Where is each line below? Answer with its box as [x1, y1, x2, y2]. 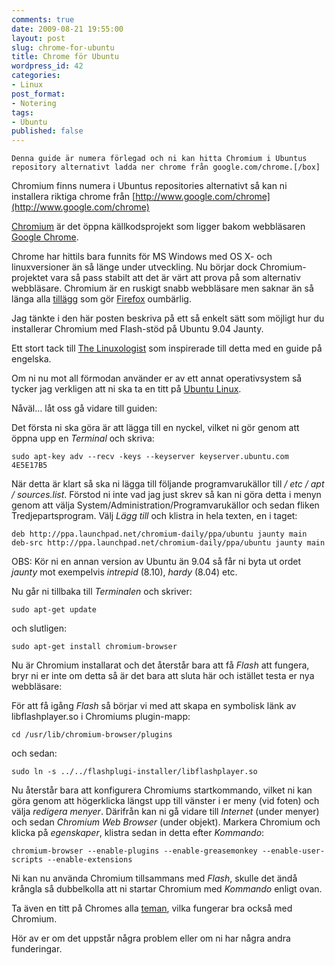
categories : [11, 71, 61, 81]
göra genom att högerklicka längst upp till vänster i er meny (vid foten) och [11, 795, 320, 807]
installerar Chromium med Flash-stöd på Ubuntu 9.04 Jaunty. [11, 323, 264, 335]
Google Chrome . [11, 231, 79, 243]
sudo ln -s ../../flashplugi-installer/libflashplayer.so [11, 767, 258, 777]
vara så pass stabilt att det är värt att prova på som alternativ [50, 272, 301, 284]
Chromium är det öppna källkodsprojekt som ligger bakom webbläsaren [11, 221, 306, 233]
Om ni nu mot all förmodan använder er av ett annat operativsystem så [11, 372, 303, 385]
